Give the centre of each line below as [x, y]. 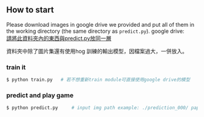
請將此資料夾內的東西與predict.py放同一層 [59, 38]
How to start [30, 10]
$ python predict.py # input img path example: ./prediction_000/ [97, 108]
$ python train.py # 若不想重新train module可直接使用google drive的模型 [98, 80]
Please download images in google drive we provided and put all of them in [100, 24]
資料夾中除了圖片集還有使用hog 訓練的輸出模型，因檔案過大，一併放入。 [97, 51]
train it [16, 67]
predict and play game [40, 95]
